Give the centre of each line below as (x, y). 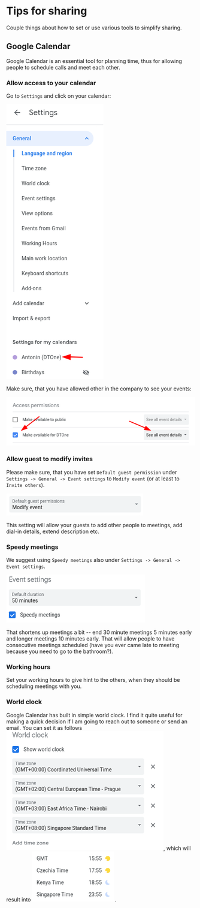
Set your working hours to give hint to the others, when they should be (93, 680)
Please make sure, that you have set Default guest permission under (92, 472)
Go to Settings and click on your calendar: (59, 96)
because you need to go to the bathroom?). (60, 651)
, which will (177, 848)
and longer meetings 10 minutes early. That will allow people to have (90, 638)
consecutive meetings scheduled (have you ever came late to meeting (93, 645)
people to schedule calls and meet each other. (63, 67)
